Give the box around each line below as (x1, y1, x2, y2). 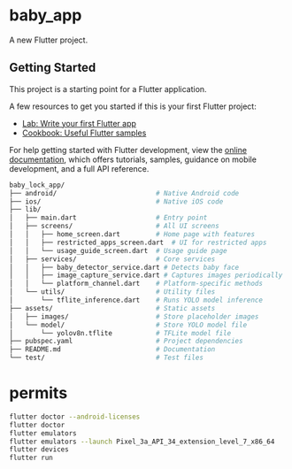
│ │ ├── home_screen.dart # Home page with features (9, 230, 255, 239)
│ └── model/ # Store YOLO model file (9, 320, 248, 329)
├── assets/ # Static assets (9, 304, 216, 312)
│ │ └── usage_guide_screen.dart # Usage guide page (9, 246, 227, 255)
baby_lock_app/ (9, 181, 65, 189)
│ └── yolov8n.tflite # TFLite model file (9, 328, 232, 337)
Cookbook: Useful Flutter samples (21, 127, 147, 138)
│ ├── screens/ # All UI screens (9, 222, 219, 231)
